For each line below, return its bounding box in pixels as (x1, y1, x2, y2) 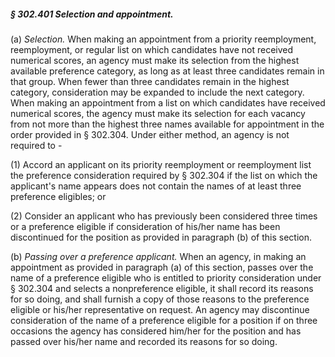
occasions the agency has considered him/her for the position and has (10, 325, 302, 337)
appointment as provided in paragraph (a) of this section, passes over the (10, 261, 314, 273)
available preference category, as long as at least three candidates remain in (10, 65, 325, 77)
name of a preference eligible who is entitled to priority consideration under (10, 271, 322, 284)
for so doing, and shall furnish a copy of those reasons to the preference (10, 293, 310, 305)
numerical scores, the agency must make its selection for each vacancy (10, 107, 306, 119)
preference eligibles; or (10, 190, 107, 202)
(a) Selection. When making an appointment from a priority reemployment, (10, 33, 317, 45)
